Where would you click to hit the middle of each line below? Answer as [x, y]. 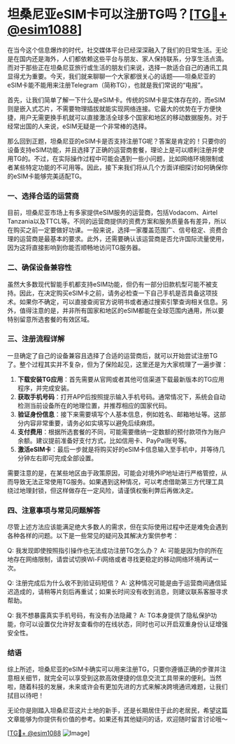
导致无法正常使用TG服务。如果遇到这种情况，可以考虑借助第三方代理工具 [119, 481]
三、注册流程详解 [36, 339]
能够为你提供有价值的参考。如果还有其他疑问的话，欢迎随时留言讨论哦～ [123, 719]
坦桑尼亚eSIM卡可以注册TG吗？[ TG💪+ [117, 14]
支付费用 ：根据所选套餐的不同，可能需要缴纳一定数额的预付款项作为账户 [121, 432]
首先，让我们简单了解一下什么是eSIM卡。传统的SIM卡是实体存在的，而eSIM [116, 99]
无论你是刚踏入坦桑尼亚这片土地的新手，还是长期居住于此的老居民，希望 [111, 710]
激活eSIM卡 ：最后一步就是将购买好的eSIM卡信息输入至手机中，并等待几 [121, 449]
